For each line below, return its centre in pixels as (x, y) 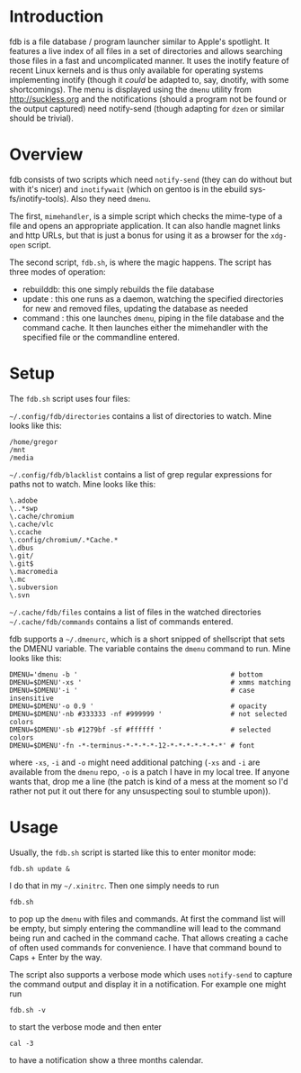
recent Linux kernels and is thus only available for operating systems (136, 70)
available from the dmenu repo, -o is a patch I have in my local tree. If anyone (150, 771)
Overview (46, 155)
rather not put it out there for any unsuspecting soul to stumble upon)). (140, 791)
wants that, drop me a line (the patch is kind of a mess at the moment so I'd (149, 781)
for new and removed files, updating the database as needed (135, 308)
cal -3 (22, 1043)
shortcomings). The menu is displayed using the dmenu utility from (130, 89)
